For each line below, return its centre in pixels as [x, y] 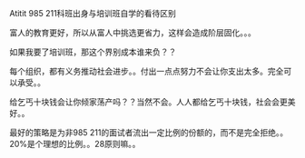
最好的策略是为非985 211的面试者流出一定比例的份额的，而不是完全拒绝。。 [149, 133]
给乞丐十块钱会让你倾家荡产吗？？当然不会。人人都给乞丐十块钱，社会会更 [148, 102]
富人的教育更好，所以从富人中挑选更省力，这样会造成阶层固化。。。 [133, 33]
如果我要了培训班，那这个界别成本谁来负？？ [93, 52]
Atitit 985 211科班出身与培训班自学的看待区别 [93, 13]
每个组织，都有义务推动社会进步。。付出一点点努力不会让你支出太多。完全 [147, 71]
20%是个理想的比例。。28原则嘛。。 [75, 144]
